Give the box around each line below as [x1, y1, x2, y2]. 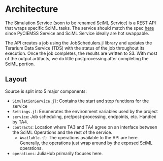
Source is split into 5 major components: [5, 88, 87, 94]
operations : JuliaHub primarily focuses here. [12, 150, 103, 156]
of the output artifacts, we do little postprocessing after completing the [5, 55, 149, 61]
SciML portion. [5, 61, 35, 67]
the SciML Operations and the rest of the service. [12, 129, 112, 135]
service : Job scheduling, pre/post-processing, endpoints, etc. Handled [12, 114, 157, 120]
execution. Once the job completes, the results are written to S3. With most [5, 50, 158, 56]
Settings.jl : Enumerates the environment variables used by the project [12, 108, 158, 114]
